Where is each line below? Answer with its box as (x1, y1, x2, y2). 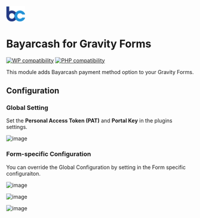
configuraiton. (6, 170, 41, 177)
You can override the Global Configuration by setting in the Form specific (6, 164, 186, 171)
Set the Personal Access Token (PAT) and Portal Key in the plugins (6, 117, 173, 124)
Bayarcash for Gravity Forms (6, 37, 152, 50)
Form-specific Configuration (6, 150, 91, 158)
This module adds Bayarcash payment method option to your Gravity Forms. (6, 68, 194, 75)
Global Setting (6, 103, 49, 112)
